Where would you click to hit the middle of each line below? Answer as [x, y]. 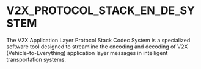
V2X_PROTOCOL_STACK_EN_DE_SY [101, 11]
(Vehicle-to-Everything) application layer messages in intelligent [87, 53]
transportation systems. [36, 59]
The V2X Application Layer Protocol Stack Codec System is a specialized [98, 40]
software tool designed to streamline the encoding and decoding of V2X [97, 47]
